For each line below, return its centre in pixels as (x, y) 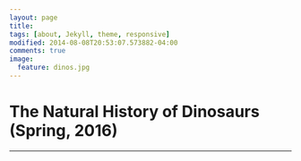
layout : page (34, 17)
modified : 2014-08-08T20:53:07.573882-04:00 (94, 42)
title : (21, 26)
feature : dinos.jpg (54, 68)
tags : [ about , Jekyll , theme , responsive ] (90, 34)
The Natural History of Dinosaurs (134, 112)
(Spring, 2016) (64, 131)
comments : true (38, 51)
